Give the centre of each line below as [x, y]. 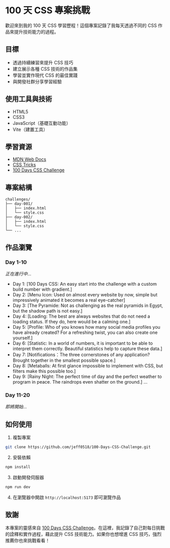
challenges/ [18, 199]
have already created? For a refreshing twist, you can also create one [85, 332]
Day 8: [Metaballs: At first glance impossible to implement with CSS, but [88, 365]
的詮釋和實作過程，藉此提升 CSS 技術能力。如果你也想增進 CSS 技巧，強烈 [83, 534]
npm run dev [18, 487]
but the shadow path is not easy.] [47, 311]
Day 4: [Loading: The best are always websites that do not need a [81, 316]
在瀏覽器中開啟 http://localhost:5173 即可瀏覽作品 [67, 497]
